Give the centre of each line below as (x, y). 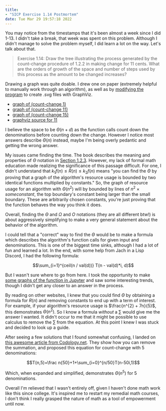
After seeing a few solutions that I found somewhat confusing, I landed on (81, 337)
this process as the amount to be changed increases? (72, 75)
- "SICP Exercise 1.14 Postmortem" (42, 14)
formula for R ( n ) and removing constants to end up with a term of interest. (81, 300)
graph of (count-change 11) (40, 109)
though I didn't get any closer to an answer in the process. (65, 285)
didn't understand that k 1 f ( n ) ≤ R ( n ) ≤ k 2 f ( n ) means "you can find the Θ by (81, 172)
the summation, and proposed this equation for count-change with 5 (75, 348)
